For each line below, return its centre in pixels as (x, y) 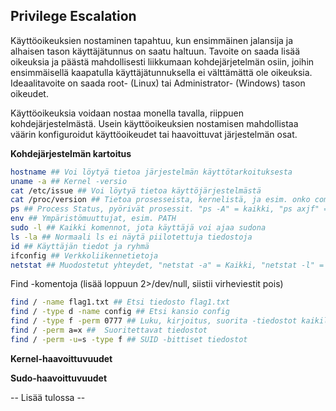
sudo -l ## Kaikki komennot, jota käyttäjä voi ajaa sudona (138, 228)
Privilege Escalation (73, 16)
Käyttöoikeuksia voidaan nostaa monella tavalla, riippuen (127, 113)
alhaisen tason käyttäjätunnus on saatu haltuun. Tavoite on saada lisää (155, 51)
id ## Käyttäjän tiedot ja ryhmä (80, 246)
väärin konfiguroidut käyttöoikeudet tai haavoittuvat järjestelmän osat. (154, 134)
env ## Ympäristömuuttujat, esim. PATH (93, 219)
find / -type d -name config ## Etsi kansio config (120, 312)
